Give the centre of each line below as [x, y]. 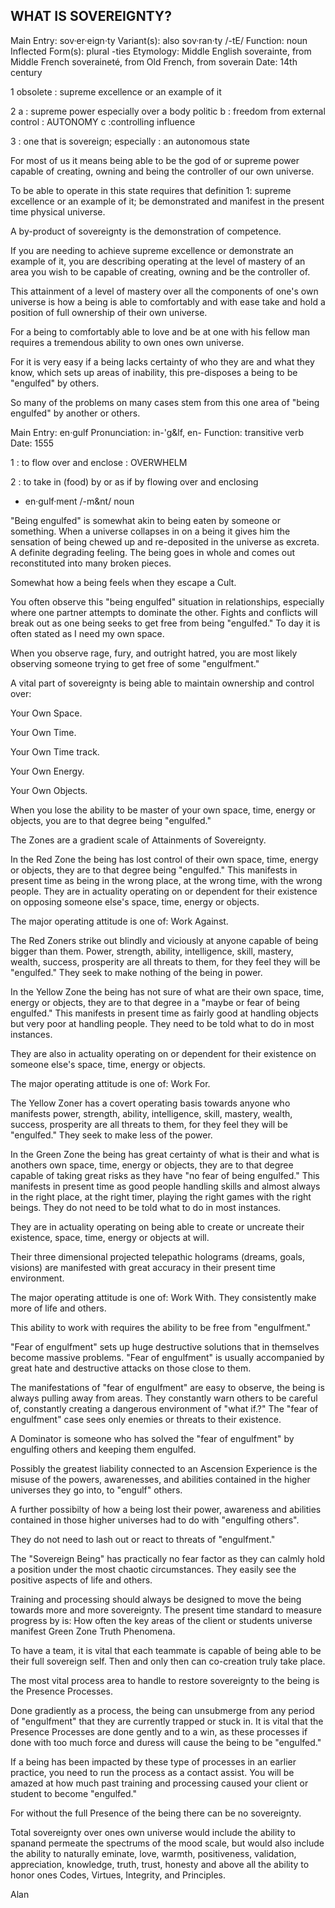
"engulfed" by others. [55, 383]
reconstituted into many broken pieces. [91, 563]
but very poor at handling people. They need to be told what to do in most [162, 1023]
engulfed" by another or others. [75, 413]
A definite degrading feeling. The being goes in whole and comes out [153, 552]
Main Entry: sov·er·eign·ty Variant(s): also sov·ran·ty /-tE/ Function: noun [159, 40]
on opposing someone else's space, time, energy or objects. [135, 901]
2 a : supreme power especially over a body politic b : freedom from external [168, 111]
